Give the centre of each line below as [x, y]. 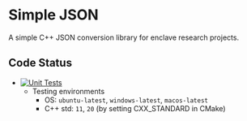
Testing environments [68, 91]
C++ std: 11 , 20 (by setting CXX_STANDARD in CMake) [135, 108]
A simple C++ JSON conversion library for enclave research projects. [124, 37]
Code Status [40, 63]
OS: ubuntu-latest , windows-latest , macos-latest [126, 100]
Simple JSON [53, 15]
